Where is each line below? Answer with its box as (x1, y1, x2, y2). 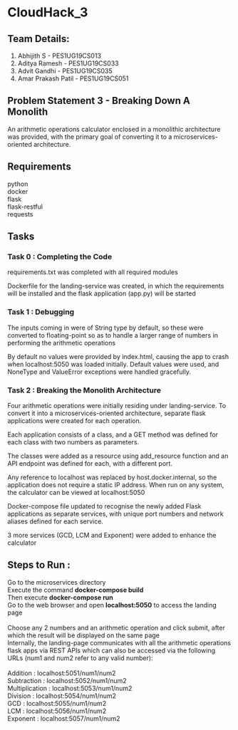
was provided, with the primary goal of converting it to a (7, 132, 172, 141)
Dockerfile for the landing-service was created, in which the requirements (7, 282, 224, 291)
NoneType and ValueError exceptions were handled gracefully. (7, 367, 191, 376)
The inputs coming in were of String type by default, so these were (7, 323, 204, 332)
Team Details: (7, 33, 70, 45)
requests (7, 209, 33, 218)
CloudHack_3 (7, 4, 88, 21)
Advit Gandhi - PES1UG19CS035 (17, 67, 113, 75)
